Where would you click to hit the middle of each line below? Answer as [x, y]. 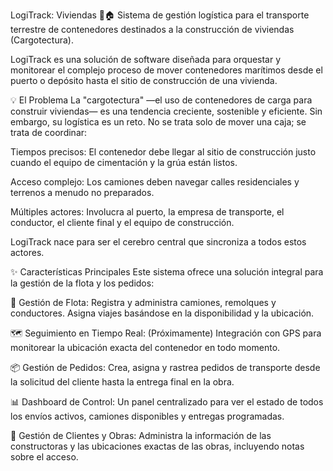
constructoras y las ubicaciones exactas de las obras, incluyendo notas [157, 446]
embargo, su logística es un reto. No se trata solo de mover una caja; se [158, 122]
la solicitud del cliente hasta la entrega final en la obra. [122, 382]
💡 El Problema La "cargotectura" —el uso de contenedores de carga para [161, 100]
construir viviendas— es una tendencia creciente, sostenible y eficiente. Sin [166, 111]
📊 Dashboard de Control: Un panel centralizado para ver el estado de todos [167, 402]
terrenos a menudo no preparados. [82, 192]
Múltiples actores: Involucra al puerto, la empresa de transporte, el [147, 212]
